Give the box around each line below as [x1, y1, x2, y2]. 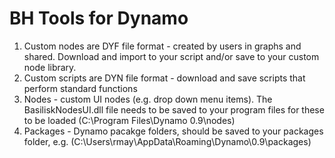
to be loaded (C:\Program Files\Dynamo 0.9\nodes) [23, 114, 236, 126]
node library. [23, 61, 77, 73]
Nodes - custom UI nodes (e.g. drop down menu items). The [23, 93, 273, 105]
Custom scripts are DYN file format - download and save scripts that [23, 72, 306, 84]
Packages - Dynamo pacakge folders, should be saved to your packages [23, 125, 324, 137]
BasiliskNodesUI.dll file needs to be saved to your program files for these [23, 103, 325, 116]
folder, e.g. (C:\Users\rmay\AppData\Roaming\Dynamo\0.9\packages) [23, 135, 312, 147]
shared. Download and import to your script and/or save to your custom [23, 50, 320, 62]
